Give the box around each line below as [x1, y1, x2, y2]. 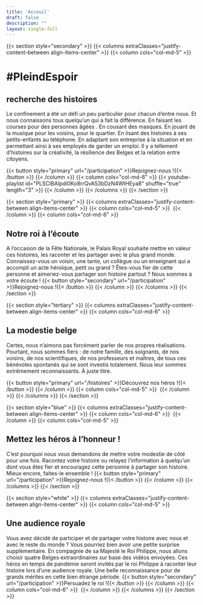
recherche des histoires [6, 94, 98, 104]
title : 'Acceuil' [6, 8, 50, 15]
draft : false [6, 15, 39, 21]
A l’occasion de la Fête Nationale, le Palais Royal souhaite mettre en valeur [6, 245, 192, 252]
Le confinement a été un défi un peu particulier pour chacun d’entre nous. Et [6, 110, 196, 118]
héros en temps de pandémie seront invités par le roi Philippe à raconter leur [6, 560, 197, 567]
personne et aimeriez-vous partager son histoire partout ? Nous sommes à [6, 270, 192, 278]
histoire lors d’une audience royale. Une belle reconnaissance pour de [6, 566, 181, 573]
